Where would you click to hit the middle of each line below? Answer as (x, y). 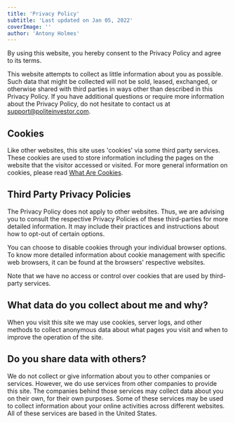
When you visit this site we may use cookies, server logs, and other (105, 322)
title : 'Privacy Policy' (43, 14)
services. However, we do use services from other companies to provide (112, 383)
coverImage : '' (29, 27)
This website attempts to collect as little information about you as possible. (115, 74)
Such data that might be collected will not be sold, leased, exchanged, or (113, 82)
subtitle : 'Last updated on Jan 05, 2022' (70, 20)
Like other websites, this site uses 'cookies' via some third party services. (114, 151)
